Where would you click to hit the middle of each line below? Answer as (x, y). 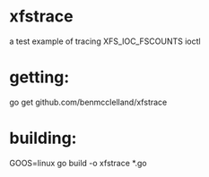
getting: (39, 77)
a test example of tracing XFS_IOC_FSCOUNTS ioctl (105, 41)
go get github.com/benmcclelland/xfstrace (88, 102)
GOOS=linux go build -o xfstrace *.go (78, 163)
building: (43, 138)
